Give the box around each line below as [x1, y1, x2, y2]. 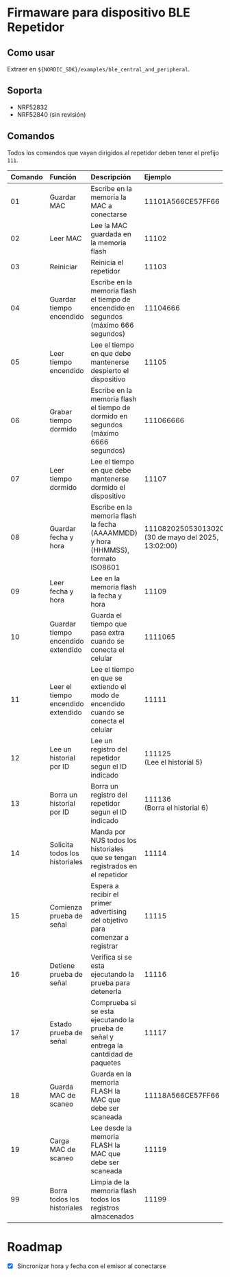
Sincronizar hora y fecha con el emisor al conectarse [16, 1262, 166, 1270]
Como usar [7, 47, 55, 58]
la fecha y [90, 591, 122, 600]
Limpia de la [90, 1177, 130, 1186]
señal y [90, 1032, 114, 1041]
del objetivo [90, 915, 129, 925]
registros [90, 1203, 120, 1212]
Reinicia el [90, 258, 124, 267]
